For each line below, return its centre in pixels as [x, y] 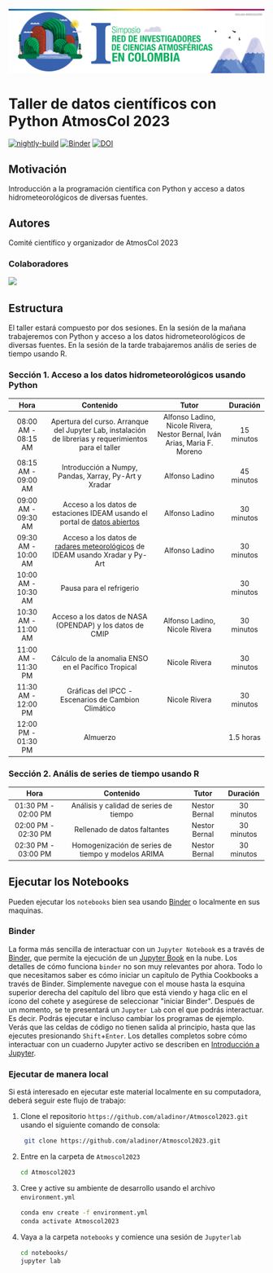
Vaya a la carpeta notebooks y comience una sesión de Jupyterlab [130, 1236]
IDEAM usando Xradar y [92, 555]
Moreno [189, 451]
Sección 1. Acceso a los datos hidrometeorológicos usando [127, 375]
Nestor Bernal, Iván [189, 434]
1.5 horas [245, 737]
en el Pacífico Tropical [100, 667]
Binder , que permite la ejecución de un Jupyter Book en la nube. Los [123, 958]
